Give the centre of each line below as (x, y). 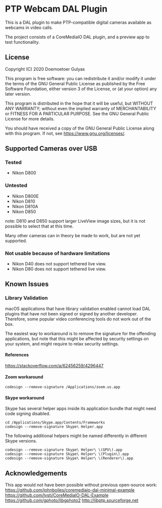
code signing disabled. (28, 414)
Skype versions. (21, 441)
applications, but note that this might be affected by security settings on (77, 339)
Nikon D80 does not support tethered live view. (59, 269)
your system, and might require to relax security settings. (62, 344)
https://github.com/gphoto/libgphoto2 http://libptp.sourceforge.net (72, 500)
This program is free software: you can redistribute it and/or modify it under (81, 78)
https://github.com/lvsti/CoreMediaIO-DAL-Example (57, 495)
